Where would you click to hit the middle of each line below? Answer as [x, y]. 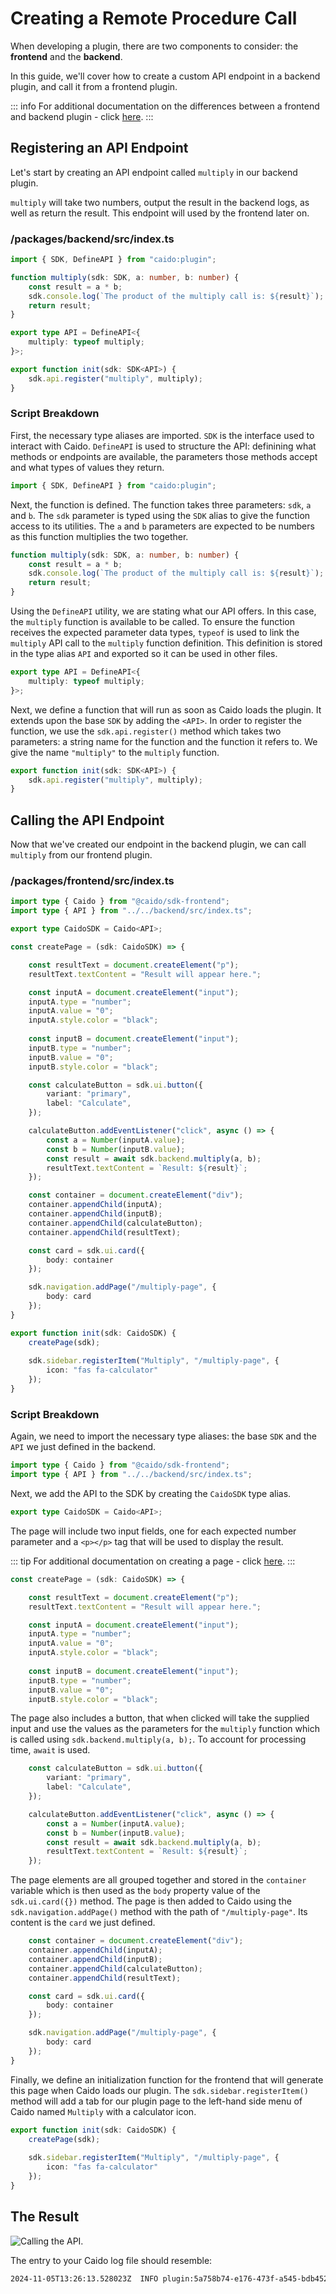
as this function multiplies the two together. [99, 536]
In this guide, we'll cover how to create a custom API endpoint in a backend [165, 76]
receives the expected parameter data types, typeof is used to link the [155, 633]
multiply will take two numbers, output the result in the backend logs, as [160, 202]
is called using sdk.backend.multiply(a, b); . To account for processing [158, 1739]
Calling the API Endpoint [87, 820]
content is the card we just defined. [83, 1923]
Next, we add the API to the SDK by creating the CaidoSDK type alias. [151, 1493]
